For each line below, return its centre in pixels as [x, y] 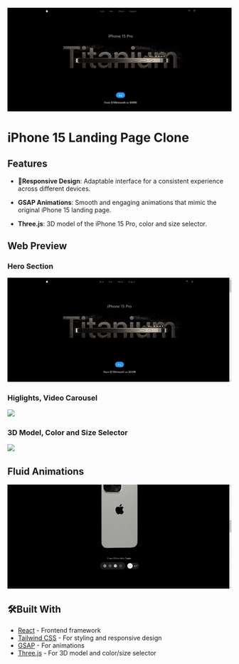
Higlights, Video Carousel [53, 398]
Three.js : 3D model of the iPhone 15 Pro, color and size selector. [112, 223]
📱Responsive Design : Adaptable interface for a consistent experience [121, 181]
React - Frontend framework [59, 630]
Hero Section [30, 266]
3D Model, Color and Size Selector [68, 433]
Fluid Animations [46, 471]
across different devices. [54, 189]
